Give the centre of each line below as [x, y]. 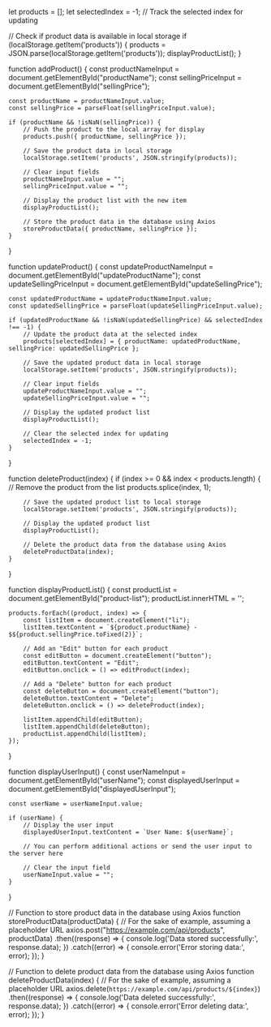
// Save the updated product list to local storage [112, 502]
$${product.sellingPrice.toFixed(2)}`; [76, 634]
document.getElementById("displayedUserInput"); [92, 789]
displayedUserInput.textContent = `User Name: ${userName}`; [128, 832]
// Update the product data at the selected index [110, 334]
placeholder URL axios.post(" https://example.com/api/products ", [117, 930]
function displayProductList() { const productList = [93, 590]
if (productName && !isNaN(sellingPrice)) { [85, 122]
